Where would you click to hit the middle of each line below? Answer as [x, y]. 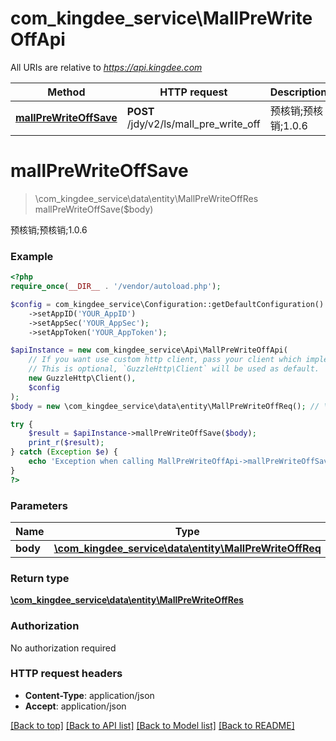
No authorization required [63, 648]
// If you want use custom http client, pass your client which [165, 360]
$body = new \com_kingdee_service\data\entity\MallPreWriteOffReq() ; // [165, 406]
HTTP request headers [66, 674]
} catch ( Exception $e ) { [64, 452]
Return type [40, 578]
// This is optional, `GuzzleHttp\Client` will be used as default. [174, 369]
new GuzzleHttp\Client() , [82, 378]
